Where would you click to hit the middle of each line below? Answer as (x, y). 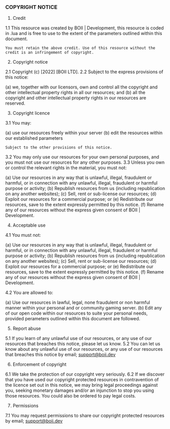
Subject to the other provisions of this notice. (59, 148)
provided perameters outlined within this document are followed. (73, 319)
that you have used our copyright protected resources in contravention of (82, 380)
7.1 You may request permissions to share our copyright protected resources (85, 416)
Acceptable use (29, 225)
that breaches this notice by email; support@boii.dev (60, 355)
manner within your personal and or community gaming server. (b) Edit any (84, 308)
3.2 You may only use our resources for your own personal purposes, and (82, 157)
